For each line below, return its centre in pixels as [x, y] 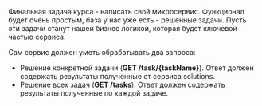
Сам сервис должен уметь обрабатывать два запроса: [102, 52]
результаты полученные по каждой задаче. [94, 93]
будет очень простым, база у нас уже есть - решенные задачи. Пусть [127, 20]
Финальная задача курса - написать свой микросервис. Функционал [126, 12]
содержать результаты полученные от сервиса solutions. [117, 76]
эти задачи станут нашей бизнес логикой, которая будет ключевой [123, 28]
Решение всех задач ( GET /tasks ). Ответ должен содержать [122, 84]
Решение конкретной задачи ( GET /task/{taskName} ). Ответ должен [137, 68]
